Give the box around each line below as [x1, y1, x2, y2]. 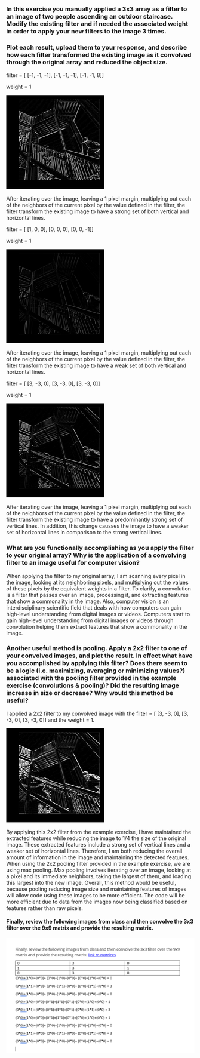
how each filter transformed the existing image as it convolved [6, 50, 192, 59]
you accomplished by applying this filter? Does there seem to [6, 659, 188, 668]
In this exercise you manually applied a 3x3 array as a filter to [6, 5, 187, 13]
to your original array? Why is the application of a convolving [6, 551, 186, 559]
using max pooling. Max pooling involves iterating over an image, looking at [6, 866, 192, 874]
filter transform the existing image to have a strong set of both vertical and [6, 208, 189, 215]
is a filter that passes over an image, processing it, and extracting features [6, 591, 189, 598]
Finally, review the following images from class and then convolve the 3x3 [6, 918, 194, 925]
